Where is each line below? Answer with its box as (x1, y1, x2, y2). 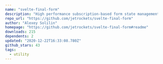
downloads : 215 (5, 29, 36, 34)
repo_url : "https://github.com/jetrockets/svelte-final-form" (5, 16, 133, 21)
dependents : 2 (5, 34, 34, 39)
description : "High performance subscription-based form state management (5, 12, 160, 16)
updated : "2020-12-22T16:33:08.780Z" (5, 38, 81, 43)
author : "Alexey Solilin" (5, 20, 57, 26)
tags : (5, 47, 16, 52)
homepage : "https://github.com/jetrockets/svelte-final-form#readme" (5, 25, 149, 30)
